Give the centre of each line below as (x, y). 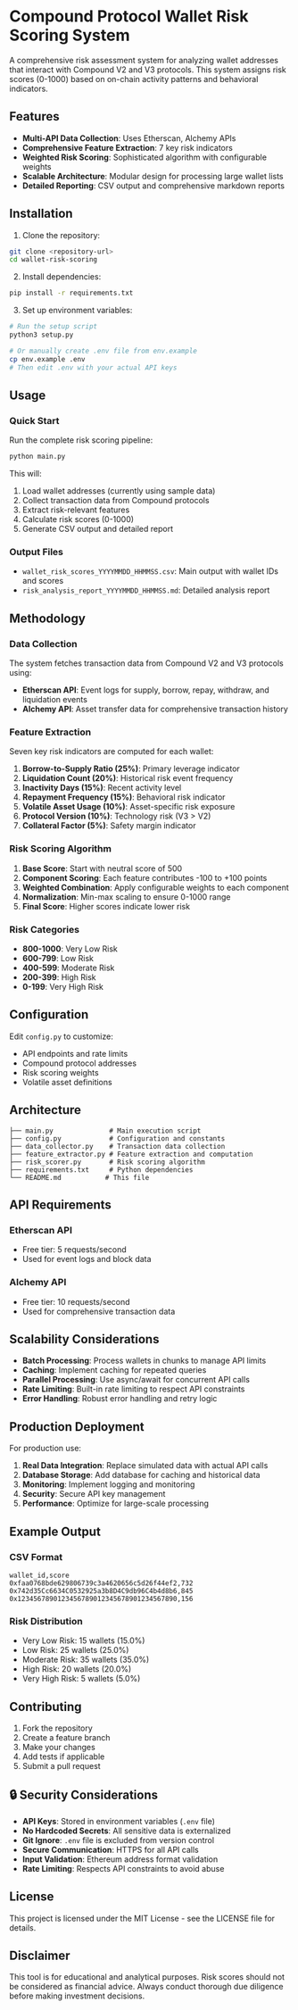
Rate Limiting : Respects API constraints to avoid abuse (123, 1868)
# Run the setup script (54, 327)
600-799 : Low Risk (58, 958)
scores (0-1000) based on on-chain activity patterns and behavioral (134, 79)
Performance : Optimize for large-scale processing (116, 1503)
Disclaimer (40, 1956)
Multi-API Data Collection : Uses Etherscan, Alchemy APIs (129, 138)
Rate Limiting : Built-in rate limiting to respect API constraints (133, 1389)
